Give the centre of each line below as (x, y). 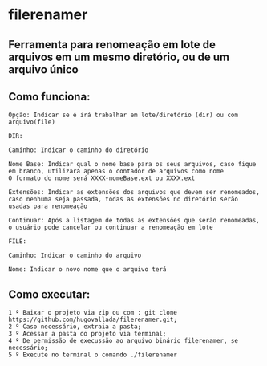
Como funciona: (49, 97)
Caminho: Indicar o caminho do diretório (79, 150)
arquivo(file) (32, 122)
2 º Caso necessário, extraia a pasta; (75, 327)
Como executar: (49, 294)
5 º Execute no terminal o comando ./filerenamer (93, 355)
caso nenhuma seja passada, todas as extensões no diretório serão (123, 199)
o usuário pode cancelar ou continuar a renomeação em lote (111, 228)
